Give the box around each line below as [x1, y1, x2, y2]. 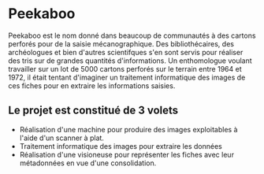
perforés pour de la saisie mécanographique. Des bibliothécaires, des [8, 39, 235, 48]
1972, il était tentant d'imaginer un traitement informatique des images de [8, 72, 246, 82]
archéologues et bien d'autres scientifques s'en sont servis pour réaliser [8, 47, 244, 57]
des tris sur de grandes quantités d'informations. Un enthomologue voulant [8, 56, 252, 65]
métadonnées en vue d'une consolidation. [19, 158, 157, 168]
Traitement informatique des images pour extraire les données [19, 141, 222, 150]
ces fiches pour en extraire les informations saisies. [8, 80, 176, 91]
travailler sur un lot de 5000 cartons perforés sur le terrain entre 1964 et [8, 64, 242, 73]
